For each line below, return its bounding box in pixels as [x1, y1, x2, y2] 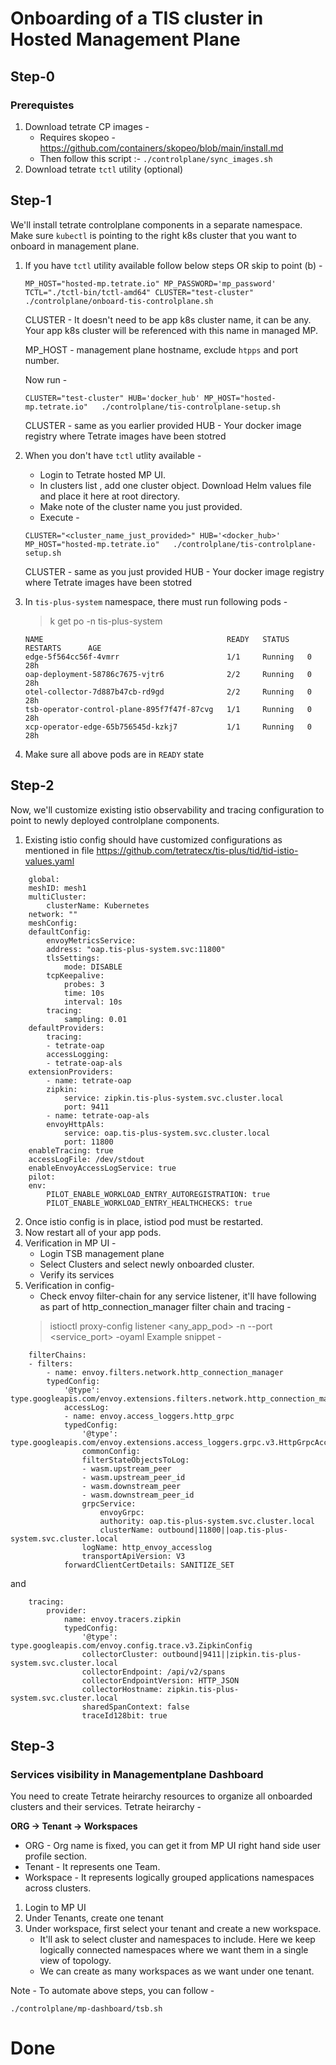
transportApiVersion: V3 [81, 1551, 186, 1561]
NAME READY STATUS [24, 634, 290, 644]
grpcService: [81, 1498, 137, 1509]
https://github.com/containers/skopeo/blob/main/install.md [39, 142, 284, 154]
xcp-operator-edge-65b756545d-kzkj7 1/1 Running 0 [24, 722, 312, 732]
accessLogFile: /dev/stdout [28, 1154, 145, 1164]
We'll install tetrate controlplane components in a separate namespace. [10, 218, 303, 231]
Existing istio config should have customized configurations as [24, 833, 283, 846]
